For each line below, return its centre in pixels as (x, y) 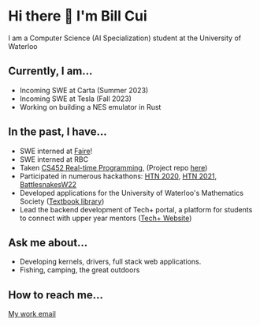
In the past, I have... (58, 132)
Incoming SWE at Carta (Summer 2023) (84, 90)
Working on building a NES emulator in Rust (90, 107)
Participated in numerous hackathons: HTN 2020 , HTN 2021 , (118, 176)
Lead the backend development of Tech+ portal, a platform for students (136, 209)
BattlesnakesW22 (48, 184)
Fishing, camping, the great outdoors (80, 270)
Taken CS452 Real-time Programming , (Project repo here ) (113, 167)
